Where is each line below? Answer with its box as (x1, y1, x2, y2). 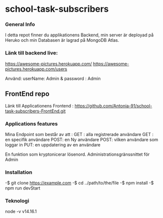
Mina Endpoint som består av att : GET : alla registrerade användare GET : (5, 131, 154, 137)
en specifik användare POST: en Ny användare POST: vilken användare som (5, 136, 158, 142)
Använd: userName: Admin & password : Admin (5, 75, 101, 82)
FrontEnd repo (5, 90, 50, 98)
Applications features (5, 120, 58, 127)
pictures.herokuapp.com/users (5, 66, 68, 72)
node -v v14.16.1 (5, 209, 37, 215)
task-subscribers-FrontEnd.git (5, 108, 66, 114)
